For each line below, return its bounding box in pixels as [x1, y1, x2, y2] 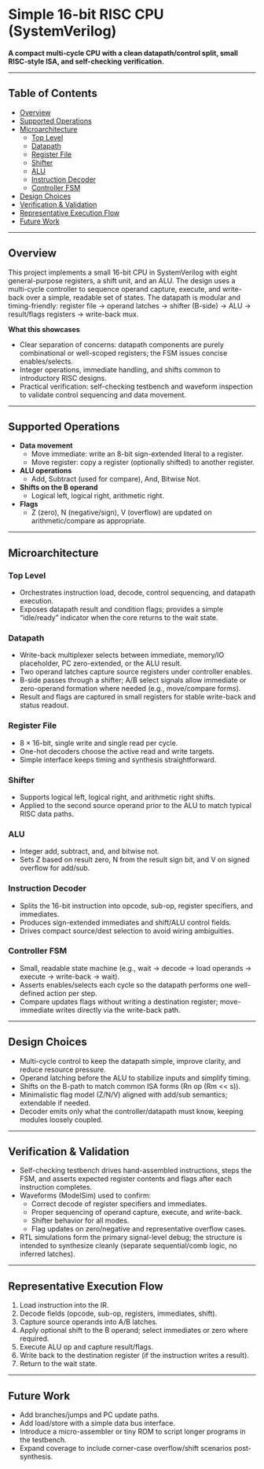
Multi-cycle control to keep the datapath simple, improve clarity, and [19, 1056, 241, 1065]
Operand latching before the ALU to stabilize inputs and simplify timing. [19, 1072, 251, 1083]
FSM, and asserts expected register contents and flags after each [19, 1174, 233, 1183]
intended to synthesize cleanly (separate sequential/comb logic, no [19, 1241, 237, 1250]
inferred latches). [19, 1249, 76, 1259]
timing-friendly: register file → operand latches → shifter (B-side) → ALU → [8, 301, 251, 310]
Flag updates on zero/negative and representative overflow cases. [31, 1224, 247, 1234]
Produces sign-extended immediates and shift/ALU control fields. [19, 917, 232, 927]
